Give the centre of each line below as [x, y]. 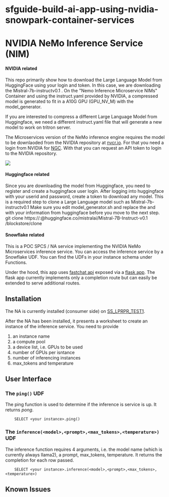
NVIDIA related [21, 68]
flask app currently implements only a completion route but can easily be [81, 277]
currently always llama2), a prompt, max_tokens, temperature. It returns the [84, 454]
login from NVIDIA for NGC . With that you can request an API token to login [83, 148]
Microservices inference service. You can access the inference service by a [84, 252]
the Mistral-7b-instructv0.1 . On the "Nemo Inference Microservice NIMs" [81, 90]
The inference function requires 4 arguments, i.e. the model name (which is [84, 449]
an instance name [31, 336]
